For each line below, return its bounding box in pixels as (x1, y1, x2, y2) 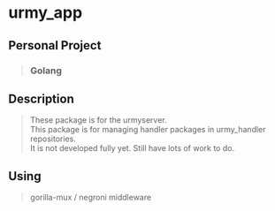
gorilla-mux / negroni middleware (29, 192, 152, 203)
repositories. (29, 133, 76, 144)
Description (8, 91, 74, 106)
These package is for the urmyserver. (29, 115, 167, 125)
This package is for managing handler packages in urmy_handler (29, 124, 266, 135)
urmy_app (8, 3, 83, 23)
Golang (29, 64, 63, 77)
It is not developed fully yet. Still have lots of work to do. (29, 143, 235, 154)
